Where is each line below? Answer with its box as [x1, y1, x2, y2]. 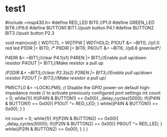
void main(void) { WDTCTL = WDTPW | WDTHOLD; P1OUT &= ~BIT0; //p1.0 [5, 39, 160, 45]
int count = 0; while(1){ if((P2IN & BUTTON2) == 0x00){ [5, 115, 119, 121]
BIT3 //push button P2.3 [5, 30, 55, 36]
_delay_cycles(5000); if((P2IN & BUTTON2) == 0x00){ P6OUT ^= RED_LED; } [5, 121, 163, 127]
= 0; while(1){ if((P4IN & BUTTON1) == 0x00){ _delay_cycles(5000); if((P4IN [5, 95, 161, 101]
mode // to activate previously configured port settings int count [29, 90, 161, 96]
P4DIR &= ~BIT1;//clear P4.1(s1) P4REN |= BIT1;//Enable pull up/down [5, 54, 147, 60]
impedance [5, 90, 28, 96]
